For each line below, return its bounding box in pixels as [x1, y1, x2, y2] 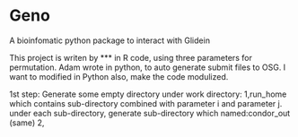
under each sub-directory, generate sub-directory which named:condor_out [9, 107, 291, 118]
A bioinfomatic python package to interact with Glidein [9, 35, 211, 46]
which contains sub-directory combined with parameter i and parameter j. [9, 98, 283, 108]
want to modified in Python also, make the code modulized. [9, 71, 229, 81]
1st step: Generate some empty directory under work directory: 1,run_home [9, 89, 287, 99]
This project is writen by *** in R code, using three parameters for [9, 52, 253, 63]
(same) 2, [9, 117, 45, 128]
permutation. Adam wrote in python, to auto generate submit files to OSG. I [9, 62, 286, 73]
